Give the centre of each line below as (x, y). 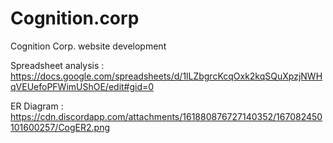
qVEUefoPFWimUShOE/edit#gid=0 (82, 86)
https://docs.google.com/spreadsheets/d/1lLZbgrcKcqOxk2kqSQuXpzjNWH (166, 76)
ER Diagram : (37, 106)
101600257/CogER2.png (60, 127)
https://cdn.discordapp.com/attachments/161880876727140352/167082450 (166, 116)
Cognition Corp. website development (88, 46)
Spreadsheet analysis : (57, 65)
